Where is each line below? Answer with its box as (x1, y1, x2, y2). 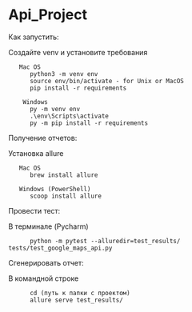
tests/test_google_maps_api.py (8, 244, 113, 252)
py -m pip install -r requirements (29, 118, 149, 127)
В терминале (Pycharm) (8, 222, 90, 231)
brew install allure (29, 170, 98, 179)
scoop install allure (29, 192, 102, 200)
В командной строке (8, 274, 79, 283)
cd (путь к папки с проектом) (29, 289, 130, 297)
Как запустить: (8, 32, 59, 42)
